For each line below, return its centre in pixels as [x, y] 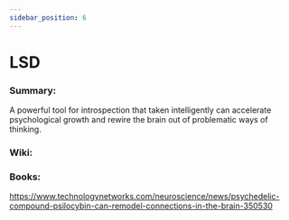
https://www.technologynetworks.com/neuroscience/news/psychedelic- [144, 197]
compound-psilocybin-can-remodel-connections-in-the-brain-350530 [141, 206]
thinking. [26, 129]
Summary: [33, 90]
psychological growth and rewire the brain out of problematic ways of [139, 120]
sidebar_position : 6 [48, 18]
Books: [25, 177]
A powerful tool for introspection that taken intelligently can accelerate [140, 110]
